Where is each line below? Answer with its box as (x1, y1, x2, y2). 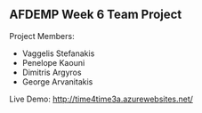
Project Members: (9, 30, 75, 41)
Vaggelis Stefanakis (21, 48, 95, 59)
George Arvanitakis (21, 76, 93, 87)
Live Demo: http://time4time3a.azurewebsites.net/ (9, 93, 194, 104)
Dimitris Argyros (21, 67, 82, 77)
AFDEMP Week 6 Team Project (9, 7, 182, 22)
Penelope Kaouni (21, 57, 85, 68)
